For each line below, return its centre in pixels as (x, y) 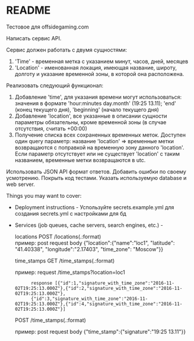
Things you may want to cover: (44, 195)
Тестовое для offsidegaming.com (47, 27)
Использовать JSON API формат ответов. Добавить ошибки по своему (96, 171)
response (42, 283)
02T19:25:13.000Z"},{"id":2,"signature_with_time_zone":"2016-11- (98, 288)
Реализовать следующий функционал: (55, 85)
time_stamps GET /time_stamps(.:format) (65, 261)
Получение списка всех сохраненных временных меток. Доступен (100, 135)
